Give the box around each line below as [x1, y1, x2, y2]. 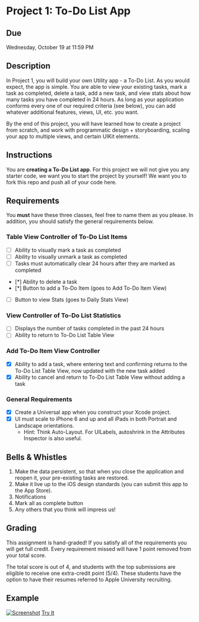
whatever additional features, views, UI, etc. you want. [6, 109, 139, 116]
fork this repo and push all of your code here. [6, 178, 117, 185]
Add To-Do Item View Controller [6, 347, 100, 355]
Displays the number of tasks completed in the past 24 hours [14, 325, 165, 332]
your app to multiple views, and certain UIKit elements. [6, 132, 140, 140]
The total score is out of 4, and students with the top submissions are [6, 563, 176, 570]
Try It [41, 609, 55, 616]
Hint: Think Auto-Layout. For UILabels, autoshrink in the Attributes [23, 428, 185, 436]
